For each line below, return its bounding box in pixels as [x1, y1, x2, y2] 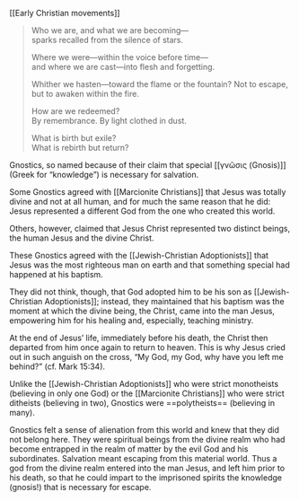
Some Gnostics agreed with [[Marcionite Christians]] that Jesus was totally [9, 187, 286, 197]
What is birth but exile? [31, 133, 117, 143]
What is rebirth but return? [31, 143, 129, 153]
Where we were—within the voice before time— [31, 52, 209, 62]
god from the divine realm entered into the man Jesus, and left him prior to [9, 462, 286, 473]
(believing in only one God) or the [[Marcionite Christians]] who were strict [9, 388, 285, 399]
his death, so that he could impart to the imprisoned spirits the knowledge [9, 472, 283, 483]
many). [9, 408, 36, 417]
